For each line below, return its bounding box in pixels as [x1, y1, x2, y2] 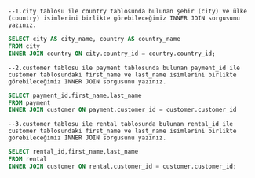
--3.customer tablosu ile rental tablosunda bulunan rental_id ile [8, 121, 234, 128]
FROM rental [8, 155, 47, 163]
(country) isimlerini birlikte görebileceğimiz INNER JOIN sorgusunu [8, 14, 241, 22]
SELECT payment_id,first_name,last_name [8, 91, 143, 99]
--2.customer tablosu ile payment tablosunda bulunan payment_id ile [8, 64, 241, 72]
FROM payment [8, 98, 51, 106]
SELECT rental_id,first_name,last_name [8, 148, 139, 156]
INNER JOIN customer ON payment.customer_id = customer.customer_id [8, 106, 237, 114]
